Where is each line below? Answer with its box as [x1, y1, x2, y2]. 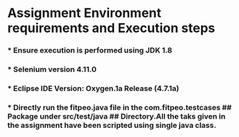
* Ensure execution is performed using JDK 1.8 [7, 45, 173, 55]
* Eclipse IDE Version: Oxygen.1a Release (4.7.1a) [7, 83, 180, 93]
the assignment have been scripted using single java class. [7, 120, 217, 130]
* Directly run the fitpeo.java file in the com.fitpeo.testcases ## [7, 102, 232, 112]
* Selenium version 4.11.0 [7, 65, 97, 75]
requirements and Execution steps [7, 20, 215, 36]
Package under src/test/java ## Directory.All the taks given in [7, 111, 226, 121]
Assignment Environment [7, 5, 162, 21]
